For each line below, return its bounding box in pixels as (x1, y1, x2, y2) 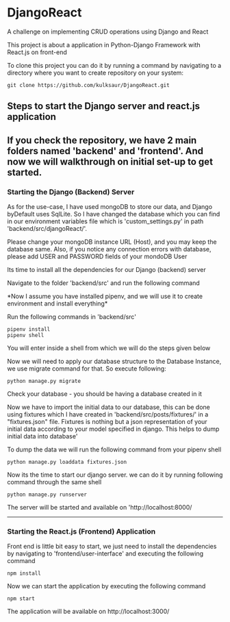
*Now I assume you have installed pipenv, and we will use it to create (7, 293, 203, 301)
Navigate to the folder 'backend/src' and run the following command (7, 279, 200, 287)
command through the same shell (7, 478, 102, 486)
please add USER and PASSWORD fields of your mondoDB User (7, 252, 188, 261)
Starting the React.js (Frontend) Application (7, 526, 156, 536)
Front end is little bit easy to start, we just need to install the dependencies (7, 543, 217, 551)
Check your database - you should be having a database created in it (7, 390, 202, 398)
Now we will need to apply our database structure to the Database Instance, (7, 358, 222, 366)
